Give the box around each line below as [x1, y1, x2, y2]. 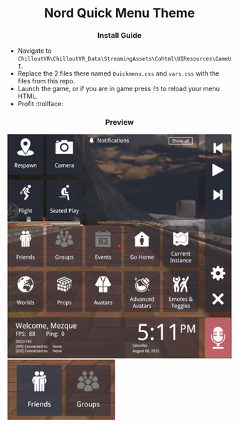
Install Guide [97, 31, 142, 41]
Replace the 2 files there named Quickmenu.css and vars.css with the [17, 69, 220, 78]
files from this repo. [17, 77, 75, 86]
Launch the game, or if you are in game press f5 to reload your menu [17, 84, 221, 93]
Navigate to [17, 46, 52, 55]
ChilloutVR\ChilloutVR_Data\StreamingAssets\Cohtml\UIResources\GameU [17, 56, 232, 63]
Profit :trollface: [17, 100, 64, 108]
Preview [105, 118, 134, 128]
